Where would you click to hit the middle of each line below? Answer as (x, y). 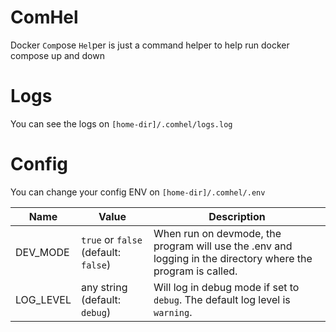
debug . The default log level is (222, 299)
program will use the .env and (223, 246)
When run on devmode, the (217, 233)
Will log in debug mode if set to (226, 287)
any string (104, 287)
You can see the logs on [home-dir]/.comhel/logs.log (121, 123)
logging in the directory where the (233, 258)
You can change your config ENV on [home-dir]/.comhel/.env (138, 192)
